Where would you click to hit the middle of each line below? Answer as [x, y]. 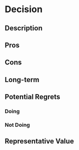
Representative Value [39, 141]
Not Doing [17, 125]
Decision [24, 9]
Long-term [22, 80]
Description [24, 28]
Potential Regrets [32, 97]
